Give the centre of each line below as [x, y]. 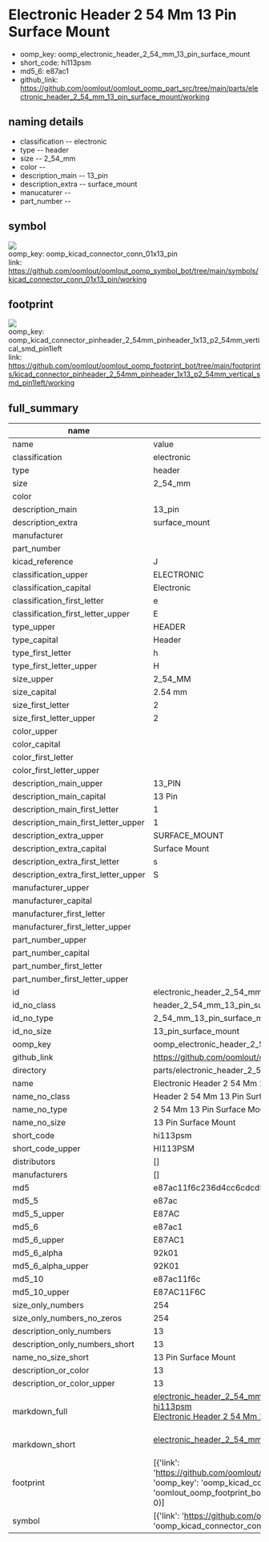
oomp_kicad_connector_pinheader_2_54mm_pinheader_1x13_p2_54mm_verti [134, 340]
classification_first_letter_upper [71, 614]
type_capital [35, 640]
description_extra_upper [58, 836]
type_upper [34, 627]
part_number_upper [50, 940]
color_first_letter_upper [56, 771]
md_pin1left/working [41, 383]
